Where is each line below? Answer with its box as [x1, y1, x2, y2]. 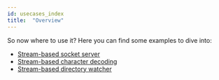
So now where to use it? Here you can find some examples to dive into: [7, 36, 212, 44]
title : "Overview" [7, 17, 64, 24]
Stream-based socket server [17, 50, 100, 58]
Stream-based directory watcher [17, 65, 112, 73]
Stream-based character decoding [17, 57, 118, 65]
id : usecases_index [7, 10, 64, 18]
